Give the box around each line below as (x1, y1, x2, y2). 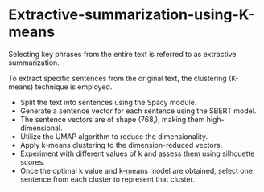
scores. (19, 157, 46, 166)
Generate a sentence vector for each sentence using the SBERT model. (19, 106, 257, 116)
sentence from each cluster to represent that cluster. (19, 174, 196, 184)
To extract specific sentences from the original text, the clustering (8, 73, 227, 83)
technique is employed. (35, 82, 113, 92)
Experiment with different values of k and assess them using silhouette (19, 149, 255, 158)
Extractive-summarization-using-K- (8, 6, 255, 24)
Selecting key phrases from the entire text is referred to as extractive (8, 49, 237, 59)
